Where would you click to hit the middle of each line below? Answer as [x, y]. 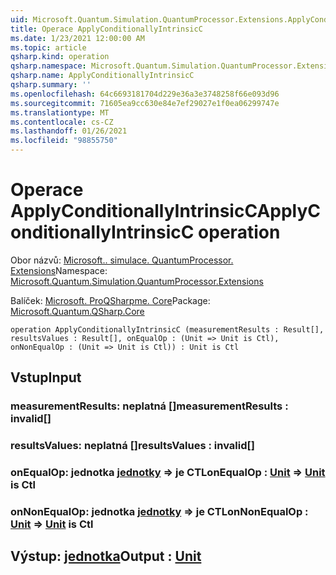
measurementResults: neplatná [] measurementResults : [149, 406]
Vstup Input [46, 377]
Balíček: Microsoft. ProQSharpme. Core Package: [110, 300]
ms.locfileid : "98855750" [64, 141]
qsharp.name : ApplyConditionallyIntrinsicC [102, 76]
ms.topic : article [48, 47]
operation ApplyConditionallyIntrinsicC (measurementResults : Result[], [167, 329]
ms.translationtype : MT [60, 112]
